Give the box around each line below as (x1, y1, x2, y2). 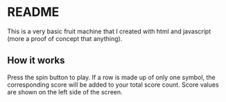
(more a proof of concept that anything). (7, 34, 123, 42)
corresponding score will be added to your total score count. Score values (7, 80, 220, 89)
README (7, 4, 60, 20)
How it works (7, 55, 65, 67)
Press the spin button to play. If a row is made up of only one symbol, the (7, 73, 216, 81)
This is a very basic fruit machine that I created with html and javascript (7, 27, 211, 35)
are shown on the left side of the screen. (7, 87, 123, 96)
